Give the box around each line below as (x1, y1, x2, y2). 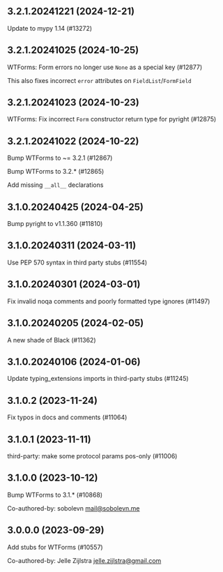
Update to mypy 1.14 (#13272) (7, 24, 93, 32)
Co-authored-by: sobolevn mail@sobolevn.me (7, 504, 140, 512)
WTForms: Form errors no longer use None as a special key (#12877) (7, 63, 203, 71)
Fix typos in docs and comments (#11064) (7, 413, 128, 421)
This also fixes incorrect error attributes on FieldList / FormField (7, 76, 192, 84)
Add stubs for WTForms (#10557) (7, 543, 103, 551)
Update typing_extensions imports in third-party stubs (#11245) (7, 375, 190, 383)
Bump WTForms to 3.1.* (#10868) (7, 490, 103, 499)
